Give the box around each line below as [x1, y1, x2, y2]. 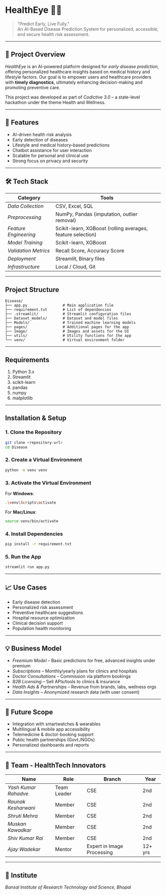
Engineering [7, 231, 36, 238]
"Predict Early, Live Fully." [17, 21, 70, 27]
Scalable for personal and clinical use [12, 152, 89, 158]
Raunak [7, 799, 26, 805]
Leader [55, 790, 72, 797]
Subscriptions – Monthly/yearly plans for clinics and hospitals [12, 668, 137, 674]
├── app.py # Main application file [5, 303, 114, 308]
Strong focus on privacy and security [12, 158, 88, 164]
